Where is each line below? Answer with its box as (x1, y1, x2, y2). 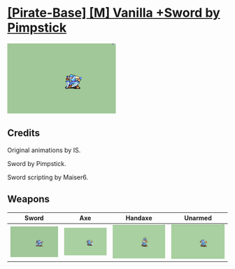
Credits (7, 127, 41, 139)
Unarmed (184, 214, 212, 222)
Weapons (7, 193, 50, 205)
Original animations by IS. (7, 146, 81, 154)
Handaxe (125, 214, 152, 222)
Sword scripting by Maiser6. (7, 173, 89, 181)
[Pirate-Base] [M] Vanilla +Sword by (7, 5, 220, 21)
